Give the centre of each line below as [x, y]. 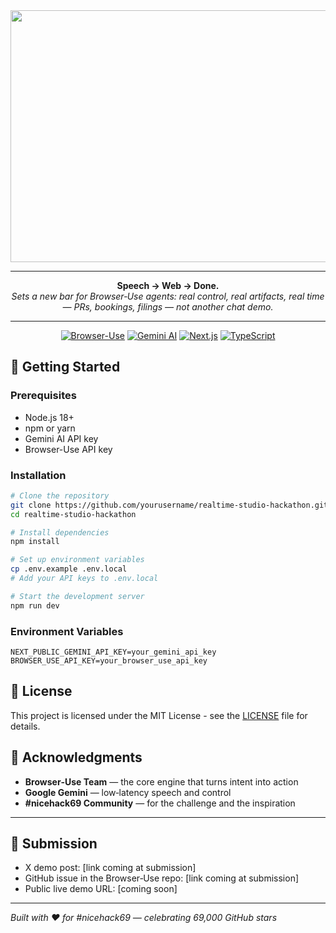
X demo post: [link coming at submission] [110, 868]
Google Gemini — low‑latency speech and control [128, 792]
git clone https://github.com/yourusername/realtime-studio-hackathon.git [169, 505]
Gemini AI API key [61, 438]
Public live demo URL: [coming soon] [101, 889]
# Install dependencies [60, 532]
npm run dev [35, 605]
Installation [38, 475]
